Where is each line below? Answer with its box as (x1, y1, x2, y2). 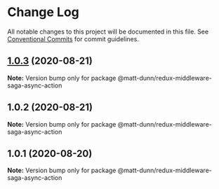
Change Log (7, 4, 79, 20)
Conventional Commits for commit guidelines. (7, 34, 139, 43)
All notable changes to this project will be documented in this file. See (7, 27, 209, 36)
